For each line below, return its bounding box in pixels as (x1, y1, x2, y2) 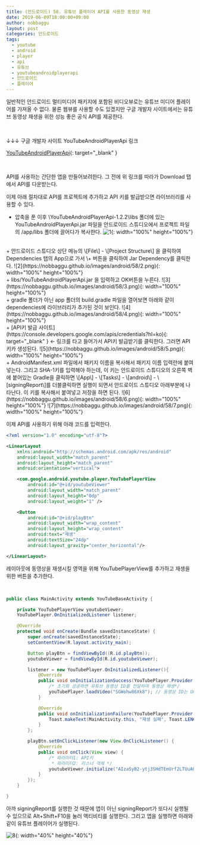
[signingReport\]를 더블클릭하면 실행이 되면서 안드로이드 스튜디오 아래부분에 (6, 382, 185, 388)
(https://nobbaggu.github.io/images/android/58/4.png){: (6, 311, 144, 317)
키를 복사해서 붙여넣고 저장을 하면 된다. (29, 389, 121, 396)
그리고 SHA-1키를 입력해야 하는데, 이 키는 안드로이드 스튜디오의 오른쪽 (23, 367, 186, 373)
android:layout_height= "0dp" (27, 493, 100, 499)
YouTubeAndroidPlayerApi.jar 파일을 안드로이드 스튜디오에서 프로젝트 (14, 221, 179, 228)
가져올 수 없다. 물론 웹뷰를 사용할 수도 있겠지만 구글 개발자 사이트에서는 (17, 106, 183, 112)
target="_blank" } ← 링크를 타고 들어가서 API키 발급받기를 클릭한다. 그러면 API (6, 338, 190, 345)
